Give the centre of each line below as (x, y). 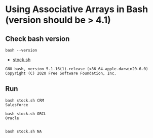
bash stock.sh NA (24, 131)
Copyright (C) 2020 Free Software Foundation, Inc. (61, 73)
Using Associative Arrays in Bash (77, 9)
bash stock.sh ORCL (26, 114)
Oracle (12, 118)
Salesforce (17, 105)
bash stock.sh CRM (25, 100)
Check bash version (37, 39)
